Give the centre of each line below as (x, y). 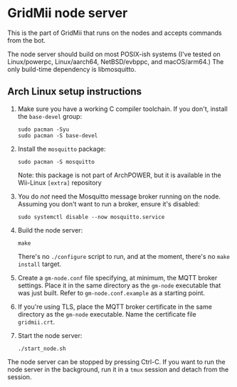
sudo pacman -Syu (43, 129)
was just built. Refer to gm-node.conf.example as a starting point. (111, 292)
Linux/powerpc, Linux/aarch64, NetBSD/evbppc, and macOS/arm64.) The (116, 61)
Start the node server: (50, 335)
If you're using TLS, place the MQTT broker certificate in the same (115, 307)
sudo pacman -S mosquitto (56, 161)
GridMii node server (68, 13)
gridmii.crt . (36, 322)
